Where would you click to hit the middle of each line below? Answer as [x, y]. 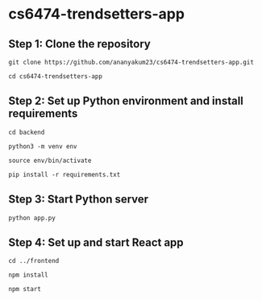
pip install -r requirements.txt [64, 174]
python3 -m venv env [43, 146]
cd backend [27, 132]
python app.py [32, 218]
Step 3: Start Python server [79, 200]
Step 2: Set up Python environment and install [126, 101]
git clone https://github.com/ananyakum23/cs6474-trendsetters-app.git [131, 62]
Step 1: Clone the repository [79, 44]
